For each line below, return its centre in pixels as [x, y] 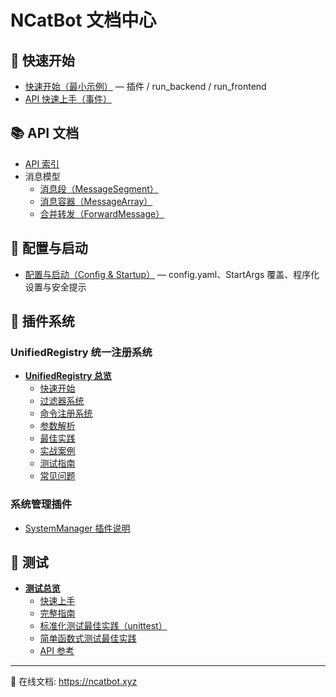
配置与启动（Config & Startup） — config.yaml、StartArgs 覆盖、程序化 [172, 274]
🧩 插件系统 [42, 321]
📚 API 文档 [45, 133]
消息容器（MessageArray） [96, 201]
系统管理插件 [41, 504]
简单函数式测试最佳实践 [88, 638]
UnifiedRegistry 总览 [68, 376]
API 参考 [57, 651]
